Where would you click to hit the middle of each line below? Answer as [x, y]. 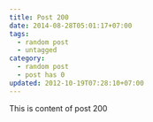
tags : [19, 34]
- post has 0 [41, 75]
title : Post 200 [39, 17]
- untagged [37, 50]
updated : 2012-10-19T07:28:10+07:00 [76, 83]
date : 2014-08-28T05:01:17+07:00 [71, 26]
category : [27, 58]
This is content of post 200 [58, 108]
